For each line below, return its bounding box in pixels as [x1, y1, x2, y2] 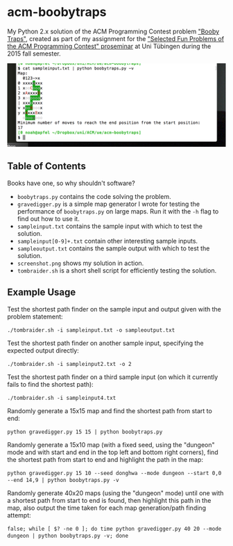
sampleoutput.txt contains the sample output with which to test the [17, 244, 210, 252]
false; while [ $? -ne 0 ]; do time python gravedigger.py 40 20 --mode [7, 525, 222, 532]
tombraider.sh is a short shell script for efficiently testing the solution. [17, 266, 217, 275]
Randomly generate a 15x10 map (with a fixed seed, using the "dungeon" [7, 440, 215, 449]
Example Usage [7, 287, 76, 298]
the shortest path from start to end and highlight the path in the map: [7, 455, 203, 463]
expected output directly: [7, 346, 80, 355]
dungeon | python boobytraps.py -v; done [7, 532, 129, 539]
